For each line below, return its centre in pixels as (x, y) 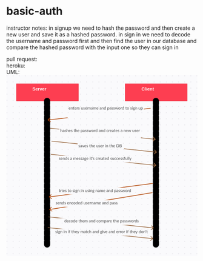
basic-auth (35, 11)
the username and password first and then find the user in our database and (101, 41)
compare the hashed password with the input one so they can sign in (92, 47)
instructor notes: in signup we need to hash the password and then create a (101, 28)
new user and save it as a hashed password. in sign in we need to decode (98, 34)
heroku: (16, 66)
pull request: (22, 59)
